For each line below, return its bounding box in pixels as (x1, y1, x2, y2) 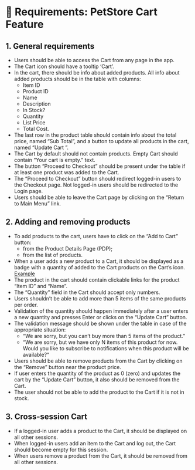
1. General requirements (5, 41, 95, 51)
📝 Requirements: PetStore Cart (5, 5, 158, 19)
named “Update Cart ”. (13, 144, 69, 151)
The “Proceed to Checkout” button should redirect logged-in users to (13, 175, 182, 182)
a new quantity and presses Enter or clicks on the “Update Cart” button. (13, 313, 187, 320)
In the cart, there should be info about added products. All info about (13, 69, 180, 76)
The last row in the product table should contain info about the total (13, 131, 177, 138)
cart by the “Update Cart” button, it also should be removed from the (13, 376, 180, 383)
